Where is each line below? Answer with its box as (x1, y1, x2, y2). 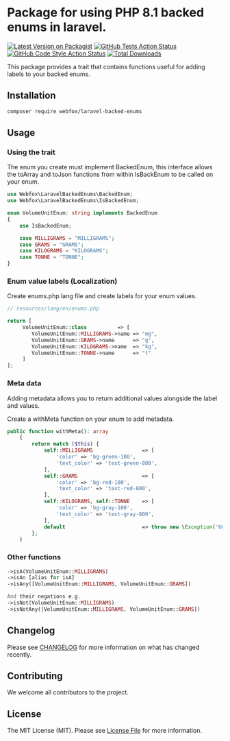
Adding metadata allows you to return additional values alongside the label (7, 394, 218, 402)
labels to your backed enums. (7, 70, 90, 78)
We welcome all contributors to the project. (7, 688, 129, 696)
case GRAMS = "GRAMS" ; (19, 241, 84, 248)
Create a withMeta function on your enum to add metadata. (7, 415, 175, 423)
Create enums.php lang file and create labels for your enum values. (7, 292, 197, 300)
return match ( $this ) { (31, 441, 99, 448)
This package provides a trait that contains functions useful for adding (7, 62, 205, 71)
